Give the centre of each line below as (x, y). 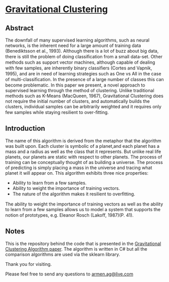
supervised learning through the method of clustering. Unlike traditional (80, 90)
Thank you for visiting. (29, 264)
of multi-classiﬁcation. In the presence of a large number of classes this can (85, 79)
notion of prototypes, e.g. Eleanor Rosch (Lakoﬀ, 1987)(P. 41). (70, 215)
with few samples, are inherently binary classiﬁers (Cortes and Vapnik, (79, 68)
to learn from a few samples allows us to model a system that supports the (83, 209)
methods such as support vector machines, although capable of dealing (80, 62)
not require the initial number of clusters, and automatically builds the (78, 101)
